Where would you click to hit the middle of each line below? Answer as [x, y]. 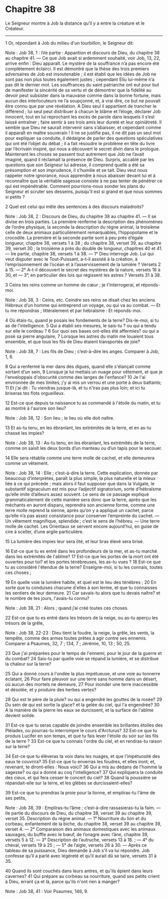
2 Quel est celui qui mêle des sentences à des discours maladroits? [74, 207]
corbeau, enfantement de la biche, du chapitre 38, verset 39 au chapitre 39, [83, 824]
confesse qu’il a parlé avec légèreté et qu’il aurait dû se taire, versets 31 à [81, 856]
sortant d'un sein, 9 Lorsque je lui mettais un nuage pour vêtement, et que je [84, 372]
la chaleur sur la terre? [28, 664]
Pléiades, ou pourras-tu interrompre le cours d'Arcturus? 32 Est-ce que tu [81, 730]
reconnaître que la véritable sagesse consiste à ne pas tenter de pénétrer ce [84, 181]
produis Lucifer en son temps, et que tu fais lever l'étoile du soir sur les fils [82, 736]
